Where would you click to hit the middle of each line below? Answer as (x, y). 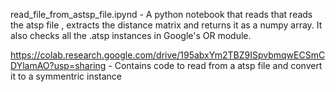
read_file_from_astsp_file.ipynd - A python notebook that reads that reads (161, 14)
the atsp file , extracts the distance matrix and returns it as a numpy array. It (166, 25)
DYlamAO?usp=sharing (58, 65)
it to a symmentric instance (66, 76)
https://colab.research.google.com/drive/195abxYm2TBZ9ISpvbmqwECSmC (168, 55)
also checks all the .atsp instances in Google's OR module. (131, 35)
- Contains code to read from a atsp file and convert (215, 65)
